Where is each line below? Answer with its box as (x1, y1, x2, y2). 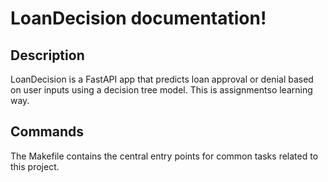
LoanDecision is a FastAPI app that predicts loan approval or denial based (10, 73, 314, 85)
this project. (10, 160, 60, 172)
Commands (10, 123, 85, 141)
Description (10, 47, 85, 64)
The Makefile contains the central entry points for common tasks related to (10, 150, 319, 162)
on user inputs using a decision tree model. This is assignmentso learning (10, 84, 313, 96)
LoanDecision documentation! (10, 7, 267, 30)
